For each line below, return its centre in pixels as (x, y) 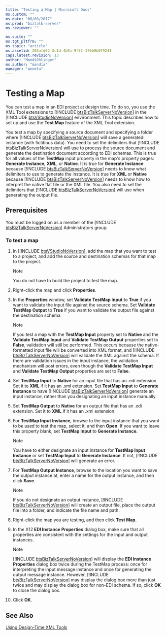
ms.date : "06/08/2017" (29, 19)
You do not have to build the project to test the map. (66, 281)
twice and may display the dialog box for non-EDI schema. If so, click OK (87, 585)
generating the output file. (32, 195)
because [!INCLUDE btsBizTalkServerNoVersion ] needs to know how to (78, 179)
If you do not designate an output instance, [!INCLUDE (68, 500)
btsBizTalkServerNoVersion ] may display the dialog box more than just (84, 580)
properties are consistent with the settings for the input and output (80, 535)
